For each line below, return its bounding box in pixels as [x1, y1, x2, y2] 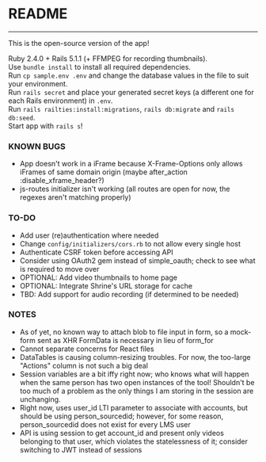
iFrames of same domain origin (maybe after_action [19, 167, 188, 177]
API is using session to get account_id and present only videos [19, 428, 224, 437]
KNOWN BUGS [8, 140, 66, 151]
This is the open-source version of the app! [8, 38, 150, 48]
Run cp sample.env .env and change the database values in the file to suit [8, 71, 249, 80]
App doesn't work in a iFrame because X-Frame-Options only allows [19, 159, 243, 169]
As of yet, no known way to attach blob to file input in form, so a [19, 326, 229, 337]
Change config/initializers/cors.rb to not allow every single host [19, 239, 241, 248]
